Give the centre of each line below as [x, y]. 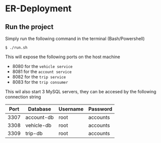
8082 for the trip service [39, 77]
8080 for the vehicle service [42, 66]
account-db [40, 117]
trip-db [34, 133]
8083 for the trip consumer [40, 82]
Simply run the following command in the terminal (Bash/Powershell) [75, 38]
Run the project [29, 27]
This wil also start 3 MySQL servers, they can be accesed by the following [81, 91]
